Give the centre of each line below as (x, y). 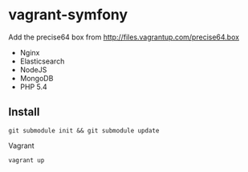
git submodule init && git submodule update (84, 130)
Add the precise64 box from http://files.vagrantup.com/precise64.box (124, 37)
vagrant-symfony (68, 15)
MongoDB (37, 78)
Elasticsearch (42, 61)
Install (24, 112)
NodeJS (33, 69)
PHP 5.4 (34, 87)
